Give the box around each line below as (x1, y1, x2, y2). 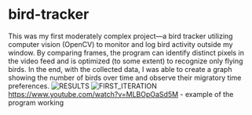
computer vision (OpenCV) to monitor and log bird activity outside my (8, 39, 233, 49)
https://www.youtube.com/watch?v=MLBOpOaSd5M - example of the (8, 89, 234, 99)
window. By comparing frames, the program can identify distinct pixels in (8, 48, 245, 57)
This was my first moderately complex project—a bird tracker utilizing (8, 31, 233, 41)
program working (8, 98, 64, 107)
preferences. (8, 81, 49, 91)
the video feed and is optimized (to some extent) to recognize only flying (8, 56, 243, 66)
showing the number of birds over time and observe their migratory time (8, 73, 242, 82)
